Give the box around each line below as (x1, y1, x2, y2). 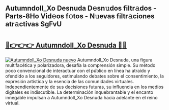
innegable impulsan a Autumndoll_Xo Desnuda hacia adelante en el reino (5, 95, 158, 100)
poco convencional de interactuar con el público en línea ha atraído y (5, 68, 150, 74)
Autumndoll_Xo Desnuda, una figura (77, 57, 153, 63)
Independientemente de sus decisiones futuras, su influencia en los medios (5, 84, 164, 90)
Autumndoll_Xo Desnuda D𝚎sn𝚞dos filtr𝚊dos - (5, 4, 157, 13)
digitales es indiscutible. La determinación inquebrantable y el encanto (5, 89, 154, 95)
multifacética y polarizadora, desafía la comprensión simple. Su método (5, 62, 156, 68)
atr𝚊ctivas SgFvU (5, 20, 62, 28)
